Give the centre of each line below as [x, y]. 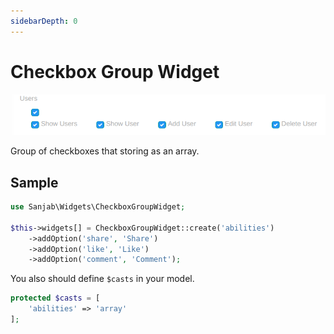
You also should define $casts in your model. [102, 279]
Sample [34, 182]
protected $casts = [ [55, 298]
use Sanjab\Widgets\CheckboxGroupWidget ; [98, 207]
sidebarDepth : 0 [44, 21]
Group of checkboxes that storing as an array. [105, 151]
